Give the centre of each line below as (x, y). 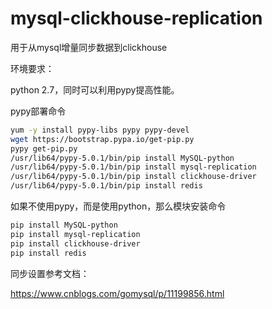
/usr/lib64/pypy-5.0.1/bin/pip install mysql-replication (133, 167)
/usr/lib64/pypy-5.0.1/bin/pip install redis (106, 186)
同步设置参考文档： (50, 273)
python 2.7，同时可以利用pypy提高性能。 (95, 89)
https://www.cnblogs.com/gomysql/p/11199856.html (117, 293)
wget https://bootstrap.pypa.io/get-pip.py (102, 139)
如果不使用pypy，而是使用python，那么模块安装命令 (118, 206)
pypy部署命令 (38, 111)
